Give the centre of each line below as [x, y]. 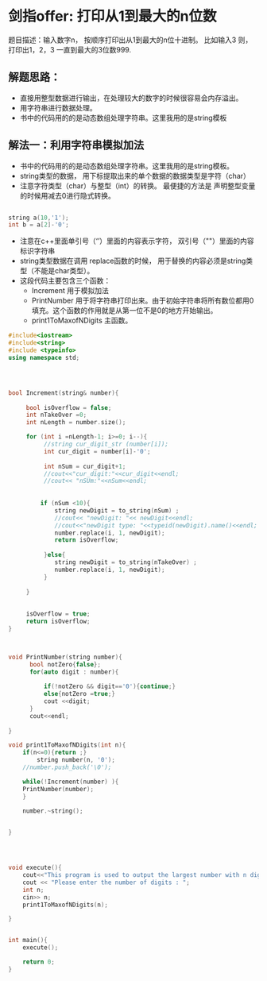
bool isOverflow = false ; [69, 407]
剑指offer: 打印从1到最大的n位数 [112, 16]
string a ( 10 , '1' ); [39, 218]
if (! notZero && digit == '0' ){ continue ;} [110, 687]
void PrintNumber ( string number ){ [66, 657]
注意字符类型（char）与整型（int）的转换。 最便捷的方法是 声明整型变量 [137, 185]
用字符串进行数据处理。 [58, 107]
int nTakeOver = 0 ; [56, 415]
